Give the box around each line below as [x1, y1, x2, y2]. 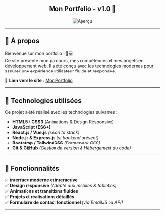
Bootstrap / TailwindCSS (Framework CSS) [12, 140, 101, 146]
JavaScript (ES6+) [12, 124, 51, 130]
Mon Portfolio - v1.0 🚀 [49, 5, 116, 13]
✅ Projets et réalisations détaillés [5, 194, 75, 200]
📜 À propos [5, 37, 40, 45]
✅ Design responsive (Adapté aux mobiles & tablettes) [5, 183, 117, 189]
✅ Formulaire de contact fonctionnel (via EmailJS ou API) [5, 199, 124, 205]
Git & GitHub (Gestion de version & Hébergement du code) [12, 145, 131, 151]
